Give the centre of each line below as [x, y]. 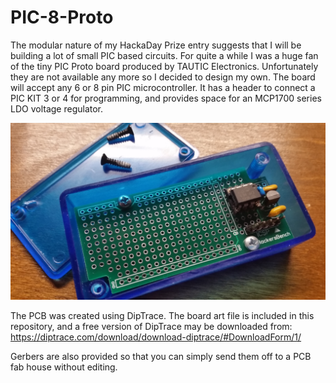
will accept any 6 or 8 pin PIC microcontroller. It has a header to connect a [163, 87]
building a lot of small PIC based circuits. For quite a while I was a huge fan [164, 55]
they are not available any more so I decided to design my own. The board [163, 77]
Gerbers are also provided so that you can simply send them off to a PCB [161, 357]
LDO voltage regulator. [57, 108]
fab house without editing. [64, 367]
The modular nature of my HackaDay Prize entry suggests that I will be [156, 45]
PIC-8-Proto [62, 17]
